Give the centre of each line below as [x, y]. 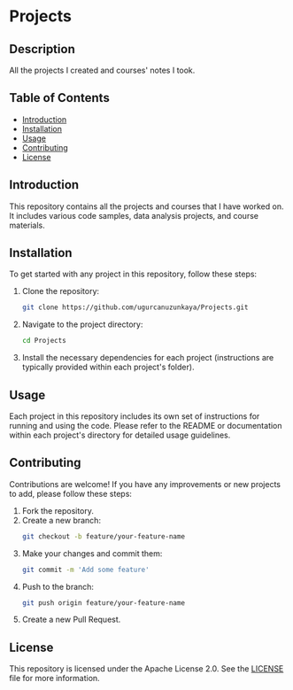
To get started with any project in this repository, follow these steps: [133, 274]
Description [42, 49]
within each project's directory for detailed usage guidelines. [120, 435]
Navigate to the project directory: [82, 324]
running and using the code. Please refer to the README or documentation [146, 426]
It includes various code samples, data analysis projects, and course [134, 215]
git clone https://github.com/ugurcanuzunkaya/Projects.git [135, 307]
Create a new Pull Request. [71, 620]
